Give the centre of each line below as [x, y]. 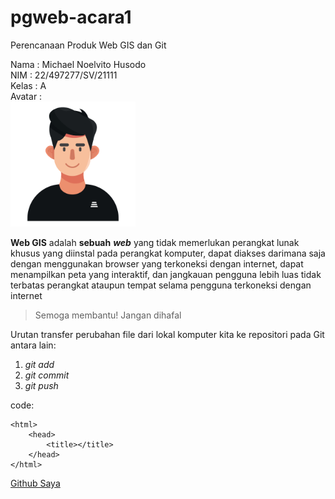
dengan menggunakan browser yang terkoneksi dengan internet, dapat [157, 263]
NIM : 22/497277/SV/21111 [64, 75]
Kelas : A [28, 85]
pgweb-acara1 [71, 17]
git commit [47, 375]
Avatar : [26, 96]
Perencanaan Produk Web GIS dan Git [88, 45]
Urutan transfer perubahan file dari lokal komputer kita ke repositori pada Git [167, 334]
